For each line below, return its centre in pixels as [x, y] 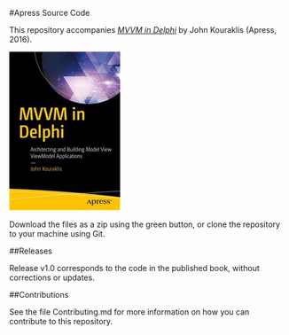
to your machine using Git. [57, 234]
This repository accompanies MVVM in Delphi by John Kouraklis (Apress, [143, 30]
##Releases [31, 251]
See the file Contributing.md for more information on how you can [129, 312]
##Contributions [39, 295]
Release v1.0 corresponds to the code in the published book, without [134, 268]
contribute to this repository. [61, 321]
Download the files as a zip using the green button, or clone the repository [145, 224]
